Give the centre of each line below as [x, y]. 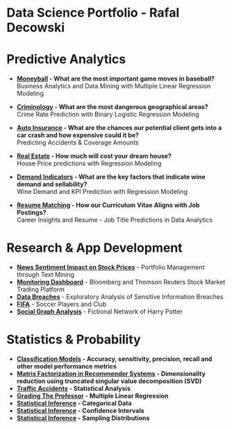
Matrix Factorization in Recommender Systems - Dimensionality [111, 374]
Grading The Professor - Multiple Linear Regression [92, 396]
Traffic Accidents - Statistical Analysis [74, 388]
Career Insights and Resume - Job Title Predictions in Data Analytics [115, 220]
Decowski [36, 27]
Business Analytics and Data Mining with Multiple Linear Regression [114, 86]
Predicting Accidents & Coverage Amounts [78, 143]
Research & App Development [94, 248]
